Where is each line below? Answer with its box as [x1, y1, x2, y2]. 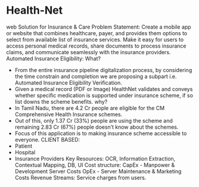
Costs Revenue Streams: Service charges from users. [14, 174, 147, 181]
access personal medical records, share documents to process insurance [6, 42, 186, 49]
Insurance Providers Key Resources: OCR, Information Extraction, [14, 155, 176, 162]
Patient [14, 142, 33, 149]
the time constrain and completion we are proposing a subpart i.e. [14, 73, 177, 80]
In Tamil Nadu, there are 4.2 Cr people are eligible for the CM [14, 104, 165, 111]
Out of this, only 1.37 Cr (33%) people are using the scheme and [14, 117, 173, 124]
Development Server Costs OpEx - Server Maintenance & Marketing [14, 167, 182, 174]
